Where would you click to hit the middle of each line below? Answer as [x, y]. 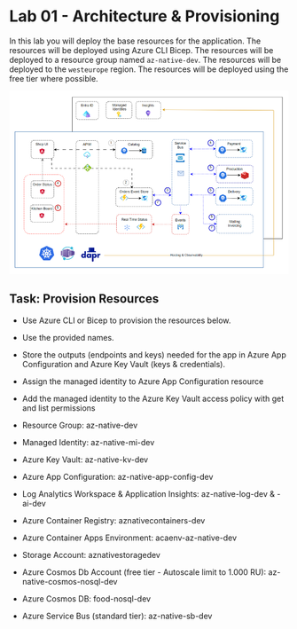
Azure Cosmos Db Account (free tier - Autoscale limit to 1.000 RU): [144, 572]
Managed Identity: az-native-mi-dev [88, 442]
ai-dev [34, 503]
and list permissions [59, 408]
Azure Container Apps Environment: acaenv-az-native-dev [129, 538]
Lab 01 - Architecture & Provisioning [145, 16]
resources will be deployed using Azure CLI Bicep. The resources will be [141, 50]
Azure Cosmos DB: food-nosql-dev [86, 598]
